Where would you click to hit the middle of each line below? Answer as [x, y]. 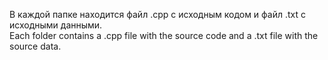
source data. [35, 46]
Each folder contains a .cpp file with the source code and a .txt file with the [164, 35]
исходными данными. [56, 25]
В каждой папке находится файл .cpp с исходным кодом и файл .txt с [158, 14]
